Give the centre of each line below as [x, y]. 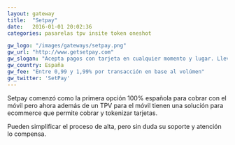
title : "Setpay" [33, 20]
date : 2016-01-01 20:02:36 [50, 26]
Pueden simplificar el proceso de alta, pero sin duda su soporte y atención [114, 126]
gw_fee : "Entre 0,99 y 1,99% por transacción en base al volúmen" [106, 71]
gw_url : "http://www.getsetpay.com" [60, 52]
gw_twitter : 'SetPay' [39, 78]
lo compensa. [27, 134]
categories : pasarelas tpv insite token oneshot [79, 33]
